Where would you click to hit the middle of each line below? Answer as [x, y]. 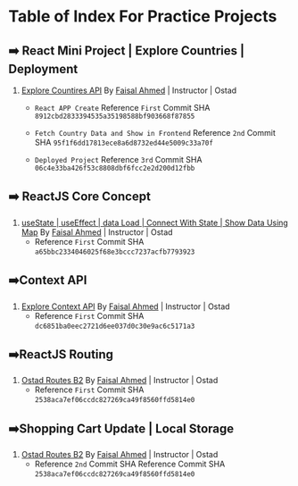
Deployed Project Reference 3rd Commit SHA [118, 159]
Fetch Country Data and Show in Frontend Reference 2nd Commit [155, 133]
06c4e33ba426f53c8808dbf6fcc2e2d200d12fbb [115, 168]
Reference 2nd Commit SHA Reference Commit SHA [130, 464]
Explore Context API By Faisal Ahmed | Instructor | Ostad [125, 306]
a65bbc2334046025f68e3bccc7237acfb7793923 [115, 252]
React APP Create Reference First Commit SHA [122, 108]
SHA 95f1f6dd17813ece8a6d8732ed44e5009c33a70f [124, 142]
